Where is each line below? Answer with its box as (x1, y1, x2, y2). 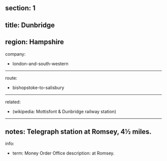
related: (5, 99, 21, 105)
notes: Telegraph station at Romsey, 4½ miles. (5, 127, 152, 136)
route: (5, 75, 17, 81)
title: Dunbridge (5, 21, 55, 29)
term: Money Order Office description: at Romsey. (12, 150, 115, 156)
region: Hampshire (5, 38, 64, 46)
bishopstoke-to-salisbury (12, 84, 65, 90)
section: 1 (5, 4, 36, 12)
